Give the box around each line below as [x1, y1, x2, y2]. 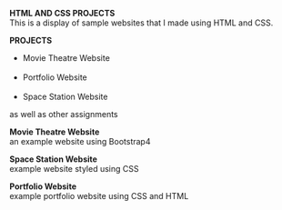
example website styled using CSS [9, 164, 139, 174]
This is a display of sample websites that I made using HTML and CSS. [9, 17, 274, 28]
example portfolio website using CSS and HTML [9, 191, 189, 201]
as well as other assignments [9, 109, 118, 119]
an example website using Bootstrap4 [9, 136, 151, 146]
